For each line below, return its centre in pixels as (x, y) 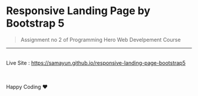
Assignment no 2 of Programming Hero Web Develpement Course (100, 39)
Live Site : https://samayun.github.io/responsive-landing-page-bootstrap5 (96, 62)
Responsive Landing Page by (78, 11)
